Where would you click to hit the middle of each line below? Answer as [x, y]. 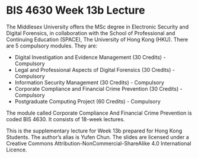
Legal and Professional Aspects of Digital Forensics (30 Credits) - [95, 69]
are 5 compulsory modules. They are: [52, 46]
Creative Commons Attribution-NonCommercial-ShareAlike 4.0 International [99, 143]
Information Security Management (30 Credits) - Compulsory [90, 82]
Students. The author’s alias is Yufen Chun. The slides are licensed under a [98, 137]
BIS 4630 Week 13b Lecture [76, 10]
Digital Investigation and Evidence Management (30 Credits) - [90, 57]
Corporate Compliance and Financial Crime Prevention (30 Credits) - [98, 89]
